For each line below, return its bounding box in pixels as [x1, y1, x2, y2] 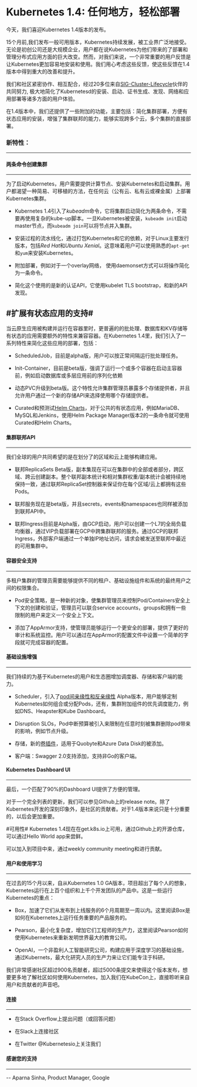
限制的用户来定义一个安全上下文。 [14, 611, 97, 618]
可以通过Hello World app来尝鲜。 [6, 833, 86, 840]
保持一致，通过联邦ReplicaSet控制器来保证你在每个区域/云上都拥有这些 [14, 480, 186, 488]
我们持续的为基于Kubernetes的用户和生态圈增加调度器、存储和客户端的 [6, 672, 178, 680]
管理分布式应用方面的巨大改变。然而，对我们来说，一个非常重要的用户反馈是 [6, 53, 191, 60]
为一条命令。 [14, 269, 46, 277]
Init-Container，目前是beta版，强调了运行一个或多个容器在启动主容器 [14, 364, 182, 372]
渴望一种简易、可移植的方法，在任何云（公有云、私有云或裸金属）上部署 [16, 188, 191, 195]
